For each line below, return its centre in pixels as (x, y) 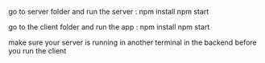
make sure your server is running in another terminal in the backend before (132, 42)
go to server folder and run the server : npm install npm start (109, 12)
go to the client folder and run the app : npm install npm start (109, 27)
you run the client (37, 51)
